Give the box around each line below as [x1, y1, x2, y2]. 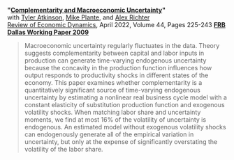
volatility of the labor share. [24, 145, 103, 153]
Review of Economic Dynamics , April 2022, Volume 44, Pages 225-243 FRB [7, 21, 226, 29]
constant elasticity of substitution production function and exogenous [24, 101, 225, 109]
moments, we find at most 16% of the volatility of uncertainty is [24, 115, 207, 124]
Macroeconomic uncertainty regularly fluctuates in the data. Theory [24, 42, 220, 49]
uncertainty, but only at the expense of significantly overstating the [24, 138, 218, 145]
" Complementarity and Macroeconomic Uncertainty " [7, 6, 166, 14]
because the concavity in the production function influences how [24, 64, 212, 72]
